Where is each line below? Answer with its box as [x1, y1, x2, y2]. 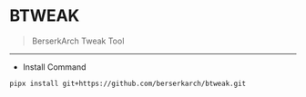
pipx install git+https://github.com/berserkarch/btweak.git [9, 79, 247, 88]
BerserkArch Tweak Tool [31, 35, 125, 46]
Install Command [22, 61, 87, 73]
